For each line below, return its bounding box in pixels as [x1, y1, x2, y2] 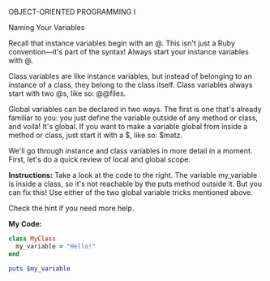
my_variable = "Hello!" [15, 242, 96, 250]
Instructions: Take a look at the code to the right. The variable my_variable [8, 171, 258, 179]
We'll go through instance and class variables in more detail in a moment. [8, 146, 253, 155]
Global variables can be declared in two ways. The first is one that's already [8, 105, 262, 114]
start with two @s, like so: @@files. [8, 89, 126, 98]
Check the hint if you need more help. [8, 203, 135, 213]
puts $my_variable [8, 264, 71, 273]
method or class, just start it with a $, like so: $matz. [8, 130, 183, 140]
